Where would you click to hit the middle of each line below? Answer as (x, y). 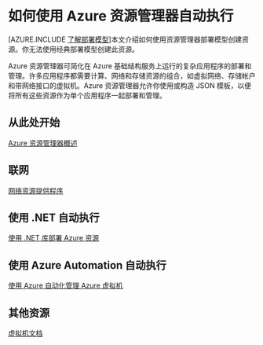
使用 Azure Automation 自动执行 (88, 265)
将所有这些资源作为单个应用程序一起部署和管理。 (87, 95)
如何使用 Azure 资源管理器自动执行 (121, 16)
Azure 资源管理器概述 (43, 143)
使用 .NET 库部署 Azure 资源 (54, 238)
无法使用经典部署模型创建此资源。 (84, 49)
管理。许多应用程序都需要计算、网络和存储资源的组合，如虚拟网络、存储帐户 (132, 75)
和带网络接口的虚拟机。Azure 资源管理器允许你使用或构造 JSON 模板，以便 (130, 85)
